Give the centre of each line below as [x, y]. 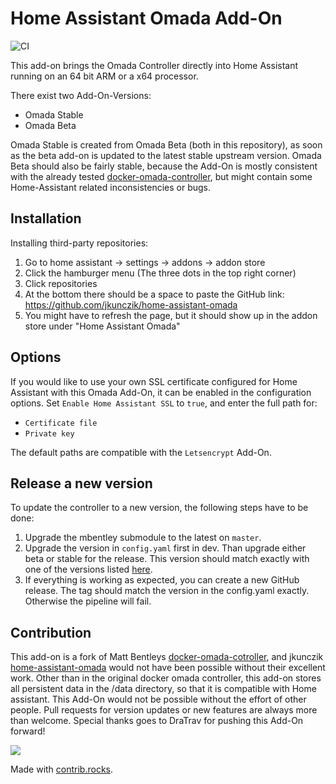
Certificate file [61, 423]
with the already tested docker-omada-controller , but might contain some [161, 176]
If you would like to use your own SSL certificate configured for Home [154, 381]
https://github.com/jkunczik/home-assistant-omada [131, 304]
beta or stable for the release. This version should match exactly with [167, 559]
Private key [49, 433]
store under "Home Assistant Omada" [102, 326]
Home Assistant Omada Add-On [146, 18]
